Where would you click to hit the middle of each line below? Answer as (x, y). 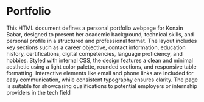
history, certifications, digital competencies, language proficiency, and (94, 53)
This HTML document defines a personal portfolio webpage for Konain (95, 28)
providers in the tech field (39, 92)
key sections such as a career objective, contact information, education (96, 47)
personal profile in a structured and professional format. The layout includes (102, 41)
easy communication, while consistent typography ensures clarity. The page (102, 80)
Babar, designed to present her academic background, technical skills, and (100, 34)
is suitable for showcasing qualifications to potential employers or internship (102, 86)
